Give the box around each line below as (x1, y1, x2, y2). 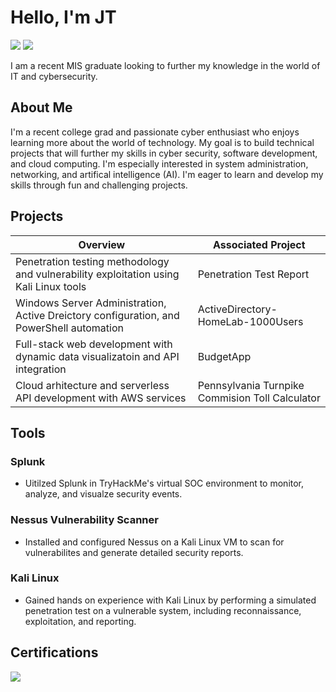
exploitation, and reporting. (24, 615, 137, 627)
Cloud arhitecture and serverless (15, 378, 170, 392)
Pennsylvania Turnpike (197, 378, 305, 392)
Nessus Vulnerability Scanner (10, 513, 159, 527)
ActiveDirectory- (197, 302, 278, 316)
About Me (10, 99, 73, 116)
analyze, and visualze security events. (24, 488, 183, 500)
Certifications (10, 644, 99, 661)
